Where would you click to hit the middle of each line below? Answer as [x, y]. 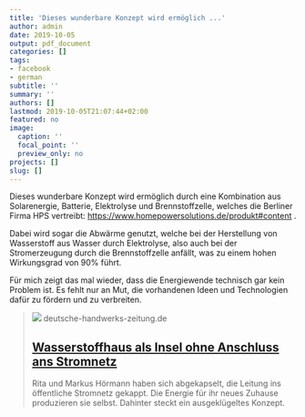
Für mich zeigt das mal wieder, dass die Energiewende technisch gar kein [147, 280]
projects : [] [34, 162]
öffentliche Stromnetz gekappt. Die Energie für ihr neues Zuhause [155, 393]
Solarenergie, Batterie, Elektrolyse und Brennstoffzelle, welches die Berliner [151, 206]
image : [22, 129]
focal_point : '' [48, 145]
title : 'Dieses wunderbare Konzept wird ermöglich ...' [117, 18]
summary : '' [32, 94]
